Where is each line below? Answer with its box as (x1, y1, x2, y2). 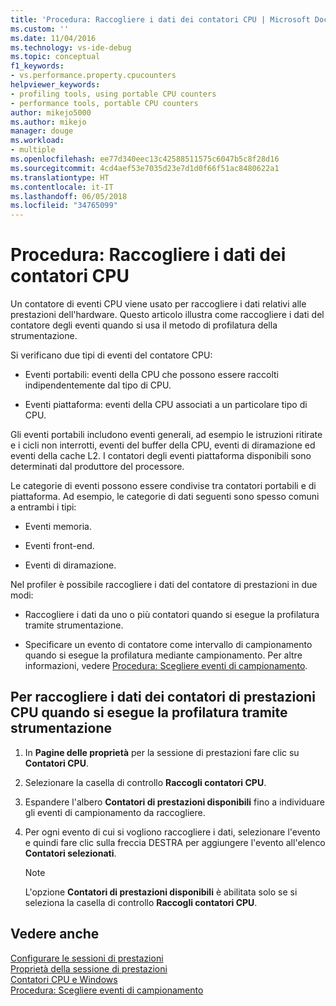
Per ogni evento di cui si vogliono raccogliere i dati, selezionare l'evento (24, 826, 321, 838)
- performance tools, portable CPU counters (10, 98, 199, 108)
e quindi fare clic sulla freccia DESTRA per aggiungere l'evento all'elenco (24, 836, 326, 848)
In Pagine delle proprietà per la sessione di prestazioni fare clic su (24, 746, 300, 758)
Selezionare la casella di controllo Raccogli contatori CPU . (24, 776, 267, 788)
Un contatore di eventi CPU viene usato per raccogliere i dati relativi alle (10, 298, 307, 310)
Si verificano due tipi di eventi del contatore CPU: (10, 349, 213, 361)
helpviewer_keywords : (10, 80, 101, 90)
